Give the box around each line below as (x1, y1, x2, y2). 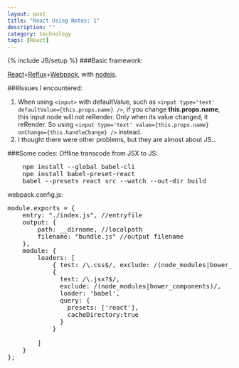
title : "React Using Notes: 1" (7, 17, 100, 24)
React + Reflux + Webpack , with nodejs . (7, 70, 117, 79)
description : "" (7, 23, 55, 31)
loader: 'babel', (60, 289, 120, 298)
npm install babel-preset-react (22, 170, 135, 178)
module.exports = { (7, 204, 75, 212)
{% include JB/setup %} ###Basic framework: (7, 56, 144, 65)
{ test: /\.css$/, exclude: (52, 261, 151, 269)
